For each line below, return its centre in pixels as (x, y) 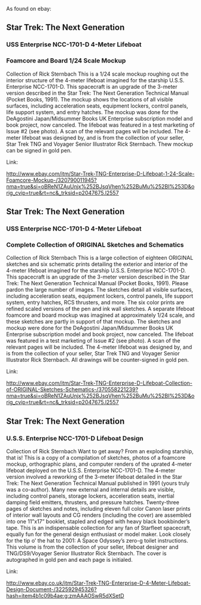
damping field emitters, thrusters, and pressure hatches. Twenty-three (93, 502)
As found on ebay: (29, 9)
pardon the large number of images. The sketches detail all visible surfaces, (100, 290)
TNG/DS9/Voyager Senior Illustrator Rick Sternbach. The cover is (86, 553)
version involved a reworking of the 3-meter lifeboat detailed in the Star (94, 477)
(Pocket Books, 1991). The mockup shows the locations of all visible (90, 99)
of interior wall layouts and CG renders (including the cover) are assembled (99, 515)
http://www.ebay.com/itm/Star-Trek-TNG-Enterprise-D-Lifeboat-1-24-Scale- (100, 173)
